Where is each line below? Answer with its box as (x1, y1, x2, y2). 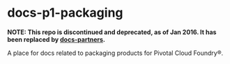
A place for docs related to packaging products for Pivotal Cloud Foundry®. (7, 49, 224, 57)
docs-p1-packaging (7, 5, 123, 21)
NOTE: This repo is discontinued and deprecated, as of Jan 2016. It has (7, 28, 217, 36)
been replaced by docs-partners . (7, 35, 106, 43)
